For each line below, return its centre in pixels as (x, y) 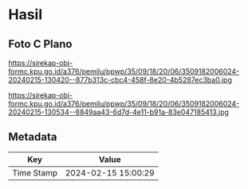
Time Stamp (35, 172)
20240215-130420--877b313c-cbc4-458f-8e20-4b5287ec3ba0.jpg (120, 80)
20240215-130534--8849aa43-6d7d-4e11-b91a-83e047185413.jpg (119, 112)
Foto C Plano (40, 44)
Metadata (33, 137)
